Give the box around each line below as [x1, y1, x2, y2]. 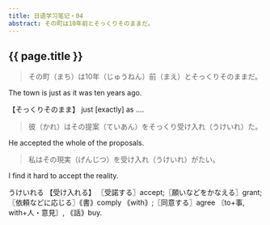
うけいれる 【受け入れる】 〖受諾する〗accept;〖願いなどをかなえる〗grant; [8, 188, 263, 197]
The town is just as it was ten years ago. [8, 88, 142, 98]
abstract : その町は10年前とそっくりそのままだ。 [8, 19, 154, 28]
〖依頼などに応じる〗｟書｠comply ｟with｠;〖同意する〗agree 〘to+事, [8, 197, 245, 207]
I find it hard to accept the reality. [8, 171, 119, 180]
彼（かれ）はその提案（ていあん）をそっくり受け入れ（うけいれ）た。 [27, 122, 263, 132]
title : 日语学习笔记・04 [8, 11, 83, 20]
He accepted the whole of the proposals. [8, 138, 145, 148]
